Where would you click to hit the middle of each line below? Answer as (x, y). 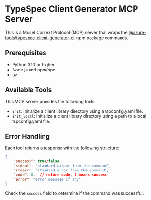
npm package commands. (102, 38)
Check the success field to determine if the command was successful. (75, 193)
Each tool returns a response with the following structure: (62, 148)
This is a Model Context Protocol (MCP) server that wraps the (66, 32)
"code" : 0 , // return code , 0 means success (60, 175)
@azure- (137, 32)
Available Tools (29, 90)
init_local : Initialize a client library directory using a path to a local (79, 116)
